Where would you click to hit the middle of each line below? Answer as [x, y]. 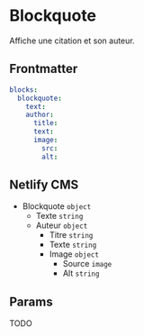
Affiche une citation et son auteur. [72, 41]
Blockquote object [57, 206]
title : [45, 123]
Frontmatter [44, 69]
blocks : [24, 90]
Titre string [71, 235]
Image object [74, 254]
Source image [87, 264]
